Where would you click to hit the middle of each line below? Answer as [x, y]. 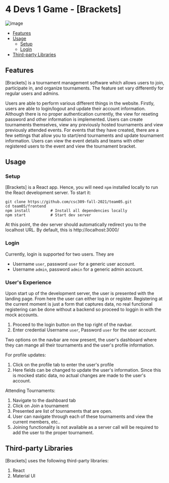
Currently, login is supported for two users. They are [60, 254]
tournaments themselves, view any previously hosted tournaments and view [84, 124]
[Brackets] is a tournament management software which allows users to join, [85, 82]
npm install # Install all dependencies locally [66, 211]
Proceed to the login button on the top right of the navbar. [72, 325]
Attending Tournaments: [30, 391]
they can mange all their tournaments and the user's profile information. [80, 345]
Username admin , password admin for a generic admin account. [78, 269]
